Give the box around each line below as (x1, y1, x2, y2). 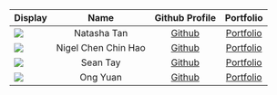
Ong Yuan (79, 71, 123, 83)
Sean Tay (80, 56, 121, 69)
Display (14, 12, 47, 24)
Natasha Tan (74, 27, 128, 39)
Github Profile (154, 12, 217, 24)
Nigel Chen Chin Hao (56, 42, 146, 53)
